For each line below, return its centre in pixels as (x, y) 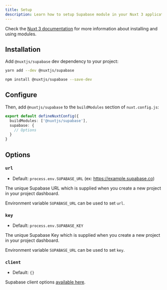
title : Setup (19, 10)
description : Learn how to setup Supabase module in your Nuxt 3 (74, 14)
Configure (21, 95)
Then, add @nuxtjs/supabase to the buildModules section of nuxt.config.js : (82, 107)
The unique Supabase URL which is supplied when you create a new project (83, 188)
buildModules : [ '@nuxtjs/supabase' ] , (49, 121)
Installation (23, 49)
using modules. (21, 34)
